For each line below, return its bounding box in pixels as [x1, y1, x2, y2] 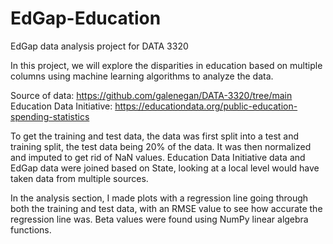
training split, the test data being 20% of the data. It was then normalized [10, 140, 312, 152]
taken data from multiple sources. [10, 172, 149, 184]
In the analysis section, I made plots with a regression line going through [10, 192, 309, 204]
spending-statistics [10, 110, 90, 122]
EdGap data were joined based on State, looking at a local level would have [10, 162, 320, 174]
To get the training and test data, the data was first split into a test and [10, 130, 300, 142]
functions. [10, 223, 52, 236]
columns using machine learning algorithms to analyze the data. [10, 70, 274, 82]
